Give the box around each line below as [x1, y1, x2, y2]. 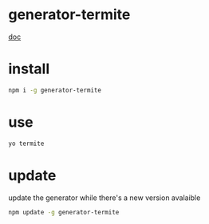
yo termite [8, 140, 45, 147]
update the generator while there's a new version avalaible [8, 193, 201, 202]
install [8, 60, 50, 78]
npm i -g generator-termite [8, 86, 102, 94]
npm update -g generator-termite [8, 208, 120, 216]
